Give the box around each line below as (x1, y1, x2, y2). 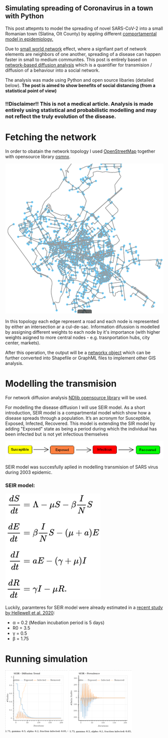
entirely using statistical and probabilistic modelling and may (5, 106, 157, 113)
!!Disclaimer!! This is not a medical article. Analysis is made (5, 100, 153, 107)
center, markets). (5, 340, 41, 346)
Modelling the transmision (5, 378, 117, 390)
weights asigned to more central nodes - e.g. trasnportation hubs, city (5, 335, 150, 341)
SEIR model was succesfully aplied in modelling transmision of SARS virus (5, 464, 158, 470)
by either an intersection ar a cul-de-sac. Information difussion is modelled (5, 324, 160, 330)
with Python (5, 12, 44, 21)
